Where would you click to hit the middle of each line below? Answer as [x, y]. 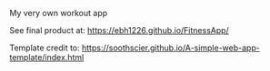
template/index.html [47, 57]
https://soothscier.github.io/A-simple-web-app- [171, 48]
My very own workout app [59, 13]
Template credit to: [45, 48]
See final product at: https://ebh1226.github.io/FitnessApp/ [119, 30]
